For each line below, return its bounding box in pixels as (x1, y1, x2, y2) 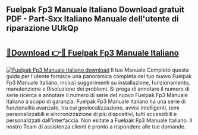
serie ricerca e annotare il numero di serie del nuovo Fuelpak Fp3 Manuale (6, 92, 188, 98)
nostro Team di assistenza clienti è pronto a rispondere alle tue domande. (6, 123, 186, 130)
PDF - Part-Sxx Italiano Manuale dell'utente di (6, 14, 179, 24)
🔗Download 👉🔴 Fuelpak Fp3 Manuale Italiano (6, 47, 180, 58)
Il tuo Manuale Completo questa (111, 66, 189, 73)
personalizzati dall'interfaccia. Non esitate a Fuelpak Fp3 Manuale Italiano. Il (6, 117, 193, 124)
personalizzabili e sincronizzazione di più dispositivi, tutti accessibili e (6, 111, 177, 117)
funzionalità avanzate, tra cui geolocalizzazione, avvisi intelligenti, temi (6, 104, 180, 111)
